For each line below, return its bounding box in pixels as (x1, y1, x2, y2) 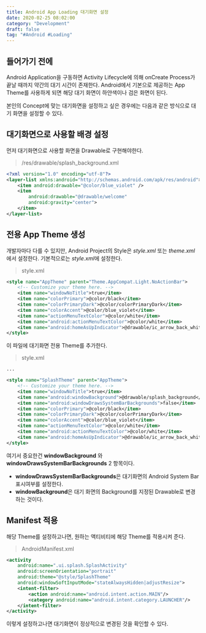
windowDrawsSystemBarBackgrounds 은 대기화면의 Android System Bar (15, 472, 199, 480)
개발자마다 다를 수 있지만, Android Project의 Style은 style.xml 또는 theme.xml (6, 247, 195, 254)
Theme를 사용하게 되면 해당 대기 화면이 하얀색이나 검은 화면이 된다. (6, 88, 168, 96)
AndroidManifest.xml (21, 545, 75, 553)
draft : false (6, 26, 40, 33)
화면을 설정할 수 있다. (12, 109, 64, 117)
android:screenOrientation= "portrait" (17, 569, 116, 575)
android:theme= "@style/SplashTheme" (17, 574, 112, 580)
